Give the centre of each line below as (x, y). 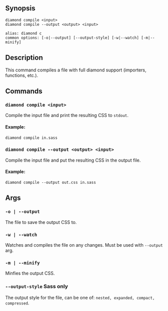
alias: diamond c (24, 33)
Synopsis (20, 8)
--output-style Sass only (37, 287)
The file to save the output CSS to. (41, 222)
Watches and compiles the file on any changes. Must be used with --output (84, 245)
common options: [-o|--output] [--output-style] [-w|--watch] (72, 37)
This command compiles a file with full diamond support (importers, (76, 70)
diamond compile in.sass (31, 138)
